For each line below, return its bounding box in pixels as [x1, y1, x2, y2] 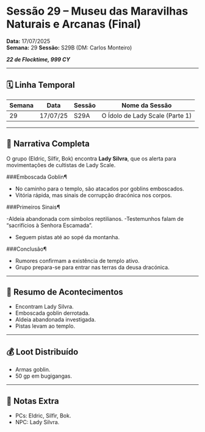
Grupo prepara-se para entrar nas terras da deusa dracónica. [15, 264, 170, 271]
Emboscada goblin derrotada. [15, 309, 90, 317]
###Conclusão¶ [6, 245, 47, 253]
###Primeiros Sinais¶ [6, 203, 60, 211]
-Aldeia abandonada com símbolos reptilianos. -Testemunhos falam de [6, 215, 184, 222]
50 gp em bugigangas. [15, 372, 72, 380]
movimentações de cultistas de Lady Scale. [6, 161, 116, 168]
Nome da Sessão [121, 101, 172, 109]
